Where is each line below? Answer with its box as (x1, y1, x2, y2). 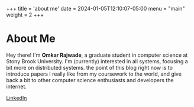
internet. (6, 83, 27, 90)
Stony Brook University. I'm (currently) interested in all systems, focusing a (6, 57, 188, 64)
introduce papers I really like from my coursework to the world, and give (6, 70, 182, 77)
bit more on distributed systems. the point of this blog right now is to (6, 64, 173, 71)
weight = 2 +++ (6, 11, 44, 18)
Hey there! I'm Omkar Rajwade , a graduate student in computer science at (6, 51, 188, 59)
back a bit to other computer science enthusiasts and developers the (6, 76, 174, 83)
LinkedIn (6, 94, 27, 101)
